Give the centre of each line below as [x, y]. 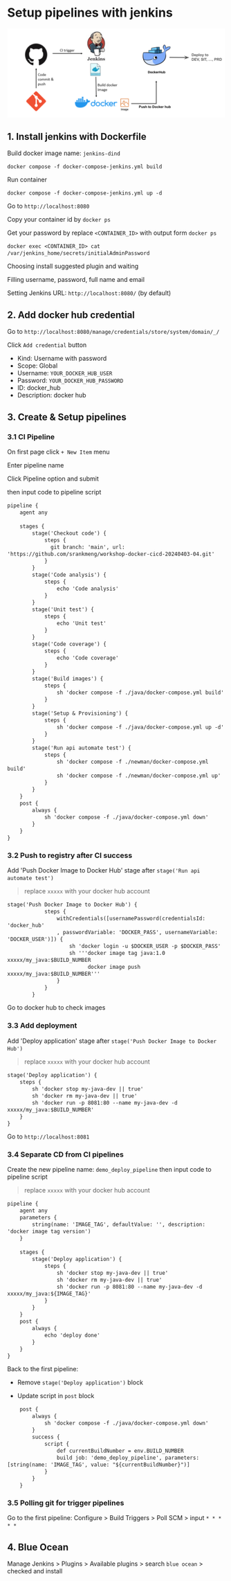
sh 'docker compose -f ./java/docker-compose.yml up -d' [140, 727]
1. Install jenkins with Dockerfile [77, 137]
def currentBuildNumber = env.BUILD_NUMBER [120, 1451]
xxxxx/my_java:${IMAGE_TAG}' [49, 1294]
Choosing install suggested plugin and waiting [73, 266]
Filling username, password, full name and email [76, 280]
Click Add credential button [47, 345]
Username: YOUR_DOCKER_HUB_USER [65, 373]
